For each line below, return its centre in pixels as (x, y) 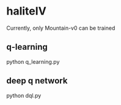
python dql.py (24, 95)
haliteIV (27, 11)
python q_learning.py (33, 61)
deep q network (37, 81)
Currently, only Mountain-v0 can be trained (61, 28)
